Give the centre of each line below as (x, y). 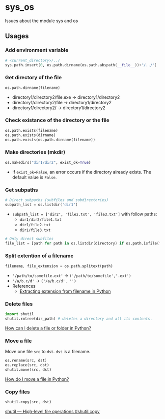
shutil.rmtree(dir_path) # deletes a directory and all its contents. (79, 319)
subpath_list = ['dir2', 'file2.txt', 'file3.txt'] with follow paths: (84, 214)
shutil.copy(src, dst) (28, 402)
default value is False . (34, 177)
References (24, 286)
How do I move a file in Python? (37, 379)
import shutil (20, 314)
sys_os (20, 7)
